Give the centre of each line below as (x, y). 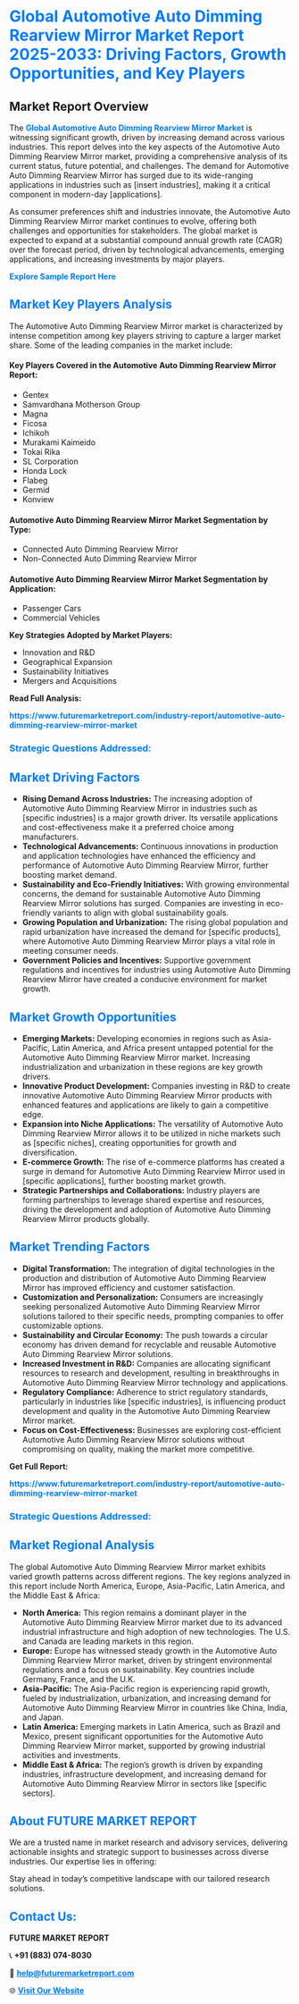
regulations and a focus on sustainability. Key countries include (138, 1670)
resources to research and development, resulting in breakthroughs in (150, 1373)
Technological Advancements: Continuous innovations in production (150, 846)
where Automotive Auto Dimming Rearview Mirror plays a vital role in (149, 941)
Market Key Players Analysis (91, 304)
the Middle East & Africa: (55, 1595)
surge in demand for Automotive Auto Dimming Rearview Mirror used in (154, 1171)
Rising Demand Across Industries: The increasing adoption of (137, 799)
